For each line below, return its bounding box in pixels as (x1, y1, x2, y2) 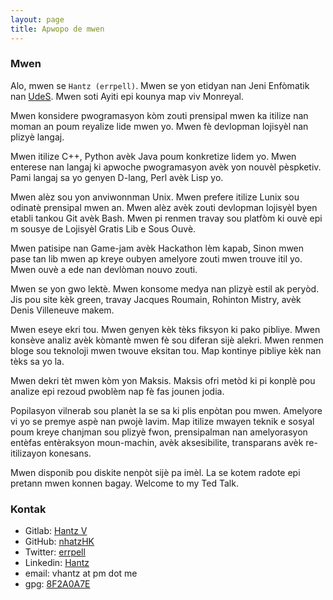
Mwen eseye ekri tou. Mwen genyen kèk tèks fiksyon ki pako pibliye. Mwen (10, 323, 321, 335)
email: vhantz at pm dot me (24, 567, 138, 580)
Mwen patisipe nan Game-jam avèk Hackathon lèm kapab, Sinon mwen (10, 242, 305, 254)
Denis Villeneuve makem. (10, 304, 115, 316)
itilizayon (10, 447, 47, 459)
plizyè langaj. (10, 131, 65, 143)
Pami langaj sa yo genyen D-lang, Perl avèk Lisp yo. (10, 171, 224, 183)
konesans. (48, 447, 92, 459)
